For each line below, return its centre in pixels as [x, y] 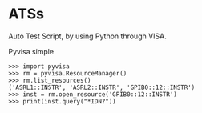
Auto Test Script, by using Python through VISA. [87, 36]
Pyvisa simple [31, 51]
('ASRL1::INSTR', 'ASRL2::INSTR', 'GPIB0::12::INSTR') [102, 87]
